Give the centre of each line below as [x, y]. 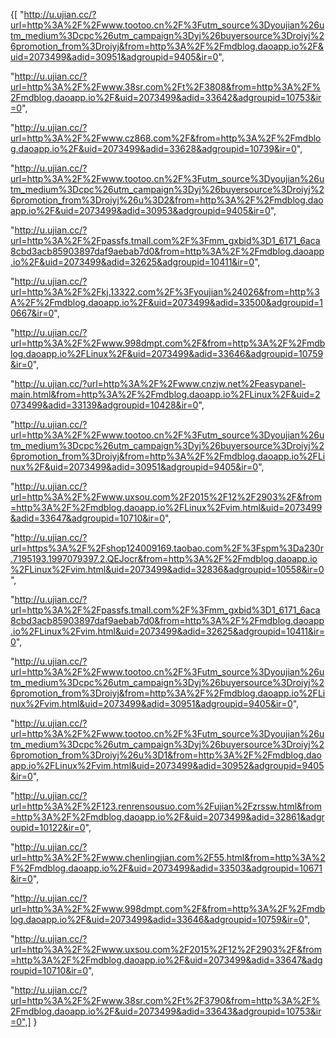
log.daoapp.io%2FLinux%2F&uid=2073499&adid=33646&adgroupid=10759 [167, 353]
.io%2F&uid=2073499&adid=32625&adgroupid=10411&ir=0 [132, 262]
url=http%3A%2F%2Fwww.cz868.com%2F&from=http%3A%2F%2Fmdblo [166, 138]
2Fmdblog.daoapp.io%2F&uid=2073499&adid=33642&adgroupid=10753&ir [166, 97]
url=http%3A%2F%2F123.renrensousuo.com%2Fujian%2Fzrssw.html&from [166, 806]
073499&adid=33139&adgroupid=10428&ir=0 [104, 405]
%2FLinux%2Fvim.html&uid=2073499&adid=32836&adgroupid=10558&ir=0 [167, 569]
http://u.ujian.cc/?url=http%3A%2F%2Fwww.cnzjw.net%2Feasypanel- [160, 383]
